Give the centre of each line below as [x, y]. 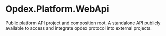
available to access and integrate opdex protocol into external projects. [78, 28]
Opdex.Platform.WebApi [57, 9]
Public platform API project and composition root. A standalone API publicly [83, 23]
